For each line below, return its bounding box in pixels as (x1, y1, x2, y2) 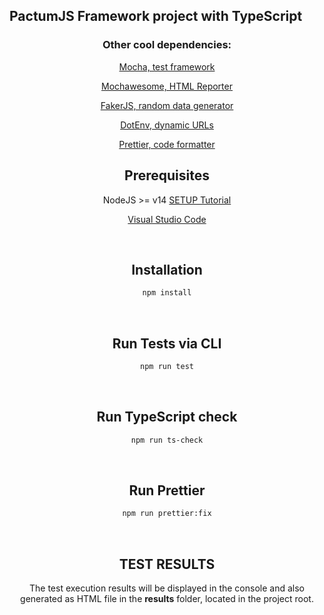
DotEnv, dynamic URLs (120, 119, 214, 131)
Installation (131, 261, 203, 278)
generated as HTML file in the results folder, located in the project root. (20, 593, 314, 605)
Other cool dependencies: (102, 38, 232, 52)
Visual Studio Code (127, 213, 207, 225)
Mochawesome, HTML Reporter (101, 80, 233, 92)
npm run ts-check (130, 435, 204, 445)
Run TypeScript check (96, 409, 238, 426)
